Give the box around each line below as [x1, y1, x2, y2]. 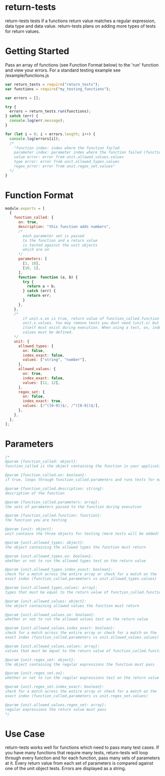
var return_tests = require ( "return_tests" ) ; [5, 82, 100, 87]
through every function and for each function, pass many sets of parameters [5, 755, 160, 761]
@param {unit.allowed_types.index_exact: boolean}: [5, 567, 113, 572]
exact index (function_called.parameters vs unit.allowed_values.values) [5, 635, 160, 640]
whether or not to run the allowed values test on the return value [5, 617, 148, 622]
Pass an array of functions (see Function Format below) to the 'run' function [5, 62, 159, 68]
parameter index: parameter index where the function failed [14, 150, 141, 155]
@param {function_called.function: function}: [5, 513, 102, 518]
